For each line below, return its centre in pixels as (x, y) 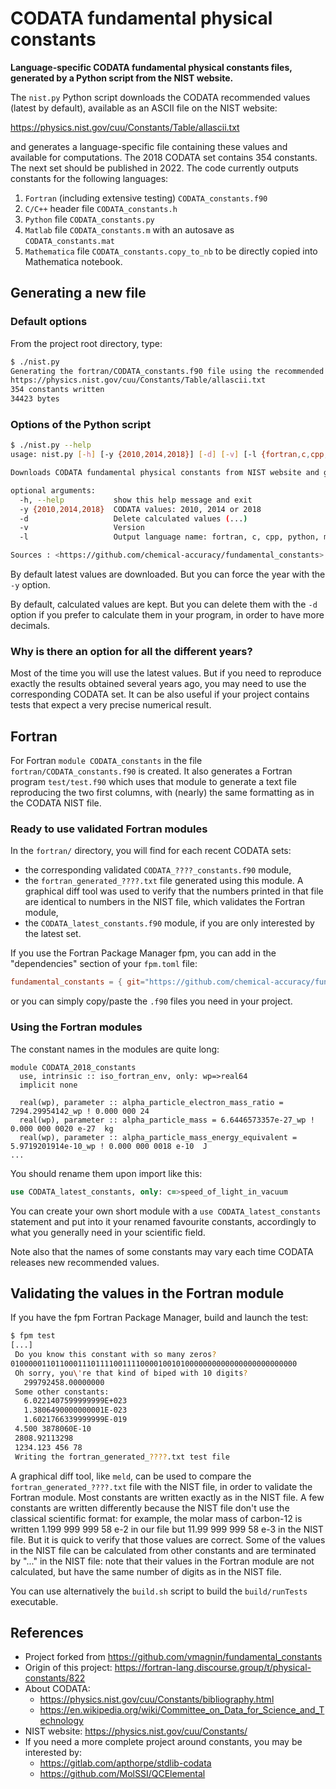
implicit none (48, 1085)
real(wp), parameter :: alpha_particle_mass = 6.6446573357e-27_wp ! (167, 1120)
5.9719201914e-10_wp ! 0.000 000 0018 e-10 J (109, 1146)
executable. (34, 1601)
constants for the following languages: (89, 178)
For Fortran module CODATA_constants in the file (106, 761)
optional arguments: (53, 490)
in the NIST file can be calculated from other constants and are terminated (163, 1550)
